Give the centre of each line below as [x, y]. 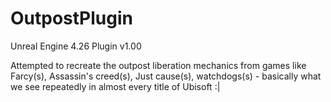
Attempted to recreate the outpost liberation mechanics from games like [158, 65]
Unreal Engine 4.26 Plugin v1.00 [76, 46]
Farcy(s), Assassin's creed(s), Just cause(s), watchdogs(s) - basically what [166, 76]
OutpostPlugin [71, 18]
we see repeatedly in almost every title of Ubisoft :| [115, 86]
